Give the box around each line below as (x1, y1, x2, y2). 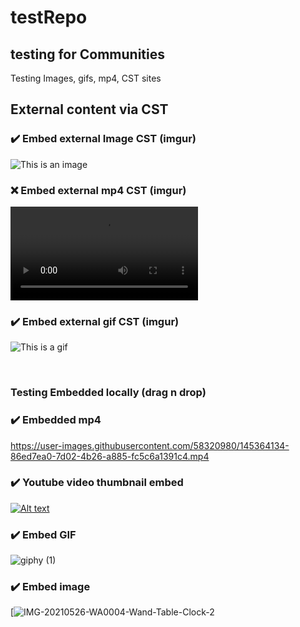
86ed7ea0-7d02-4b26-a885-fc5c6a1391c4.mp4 (10, 450, 210, 462)
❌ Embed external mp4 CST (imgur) (10, 183, 187, 197)
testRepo (10, 6, 88, 29)
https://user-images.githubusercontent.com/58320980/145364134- (10, 439, 290, 451)
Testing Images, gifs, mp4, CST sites (10, 72, 162, 84)
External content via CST (10, 101, 169, 118)
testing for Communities (10, 46, 165, 63)
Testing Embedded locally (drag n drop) (10, 386, 207, 400)
